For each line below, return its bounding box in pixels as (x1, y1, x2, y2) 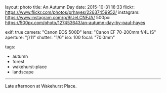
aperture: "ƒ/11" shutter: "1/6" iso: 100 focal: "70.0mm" (5, 34, 115, 40)
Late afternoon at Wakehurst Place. (5, 83, 77, 89)
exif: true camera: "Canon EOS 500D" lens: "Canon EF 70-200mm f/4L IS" (5, 29, 157, 35)
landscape (12, 69, 34, 75)
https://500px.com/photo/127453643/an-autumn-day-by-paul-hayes (5, 20, 146, 25)
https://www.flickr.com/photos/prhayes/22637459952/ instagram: (5, 9, 140, 15)
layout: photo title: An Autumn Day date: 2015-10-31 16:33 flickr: (5, 4, 135, 10)
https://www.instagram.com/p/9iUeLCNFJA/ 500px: (5, 15, 111, 20)
